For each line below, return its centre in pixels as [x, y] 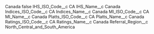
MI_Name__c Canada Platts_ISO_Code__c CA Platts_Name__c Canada [75, 17]
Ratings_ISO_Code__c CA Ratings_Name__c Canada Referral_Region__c [77, 22]
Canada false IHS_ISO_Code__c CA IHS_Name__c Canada [63, 6]
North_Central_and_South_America [40, 27]
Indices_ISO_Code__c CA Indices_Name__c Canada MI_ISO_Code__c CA [77, 11]
